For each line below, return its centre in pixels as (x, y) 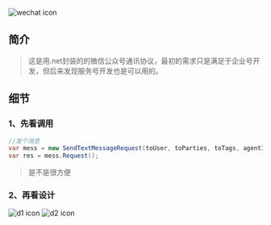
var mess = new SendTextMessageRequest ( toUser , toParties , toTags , (124, 148)
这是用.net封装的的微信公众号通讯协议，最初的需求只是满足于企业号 (140, 60)
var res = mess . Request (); (54, 156)
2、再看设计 (32, 195)
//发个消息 (24, 141)
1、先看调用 (31, 123)
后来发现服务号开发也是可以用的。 (106, 71)
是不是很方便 (49, 173)
